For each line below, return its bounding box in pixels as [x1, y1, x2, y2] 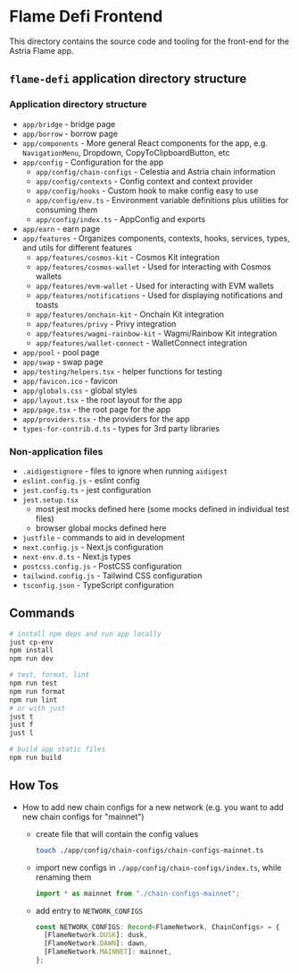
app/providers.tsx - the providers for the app [21, 414, 190, 424]
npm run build [9, 754, 62, 763]
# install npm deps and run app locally [9, 629, 162, 638]
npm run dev [9, 654, 54, 663]
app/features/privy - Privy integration [35, 318, 177, 329]
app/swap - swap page [21, 356, 104, 367]
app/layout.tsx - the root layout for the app [21, 394, 183, 405]
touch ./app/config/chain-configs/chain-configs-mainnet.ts [35, 846, 264, 855]
